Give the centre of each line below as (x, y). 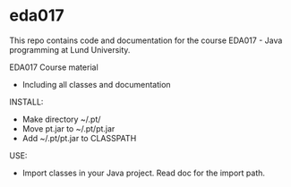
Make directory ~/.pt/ (61, 119)
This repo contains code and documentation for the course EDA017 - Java (146, 40)
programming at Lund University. (70, 49)
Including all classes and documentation (97, 84)
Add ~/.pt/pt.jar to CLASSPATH (79, 138)
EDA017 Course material (54, 67)
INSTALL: (26, 102)
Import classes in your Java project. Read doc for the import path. (144, 173)
